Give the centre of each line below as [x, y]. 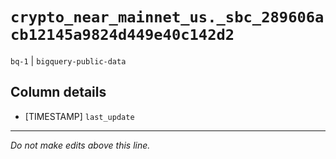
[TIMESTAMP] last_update [79, 116]
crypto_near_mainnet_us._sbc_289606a [167, 17]
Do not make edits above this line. [80, 145]
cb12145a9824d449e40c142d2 [122, 35]
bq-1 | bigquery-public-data [68, 60]
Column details [58, 92]
